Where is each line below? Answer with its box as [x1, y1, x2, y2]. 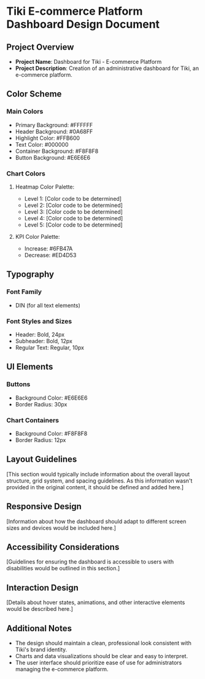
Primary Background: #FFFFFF [15, 121, 93, 128]
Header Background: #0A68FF [15, 128, 93, 135]
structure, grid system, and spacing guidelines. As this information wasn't [6, 477, 193, 484]
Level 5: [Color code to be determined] [24, 221, 123, 228]
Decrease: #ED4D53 [24, 251, 77, 258]
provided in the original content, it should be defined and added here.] [6, 483, 184, 491]
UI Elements [6, 362, 53, 372]
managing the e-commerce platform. [15, 665, 109, 673]
